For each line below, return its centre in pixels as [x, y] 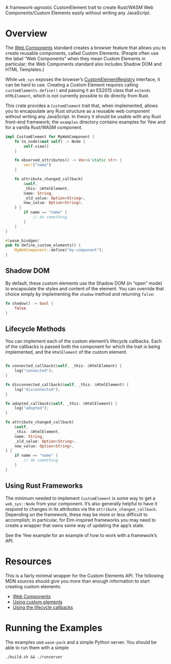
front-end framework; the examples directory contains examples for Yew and [86, 122]
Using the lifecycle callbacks [43, 607]
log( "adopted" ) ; [32, 408]
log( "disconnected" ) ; [37, 389]
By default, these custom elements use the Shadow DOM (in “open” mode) [84, 283]
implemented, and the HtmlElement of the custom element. [66, 352]
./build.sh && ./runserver [34, 657]
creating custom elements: [33, 586]
